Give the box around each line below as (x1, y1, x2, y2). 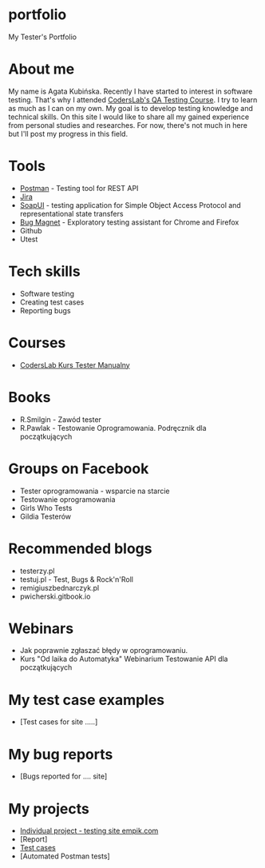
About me (8, 60, 75, 78)
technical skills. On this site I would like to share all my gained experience (8, 112, 250, 121)
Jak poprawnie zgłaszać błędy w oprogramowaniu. (19, 646, 188, 655)
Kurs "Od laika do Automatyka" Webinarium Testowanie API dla (19, 654, 228, 664)
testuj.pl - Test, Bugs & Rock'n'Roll (19, 574, 134, 584)
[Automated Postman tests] (19, 851, 110, 861)
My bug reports (8, 745, 113, 763)
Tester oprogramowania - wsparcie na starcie (19, 486, 170, 496)
